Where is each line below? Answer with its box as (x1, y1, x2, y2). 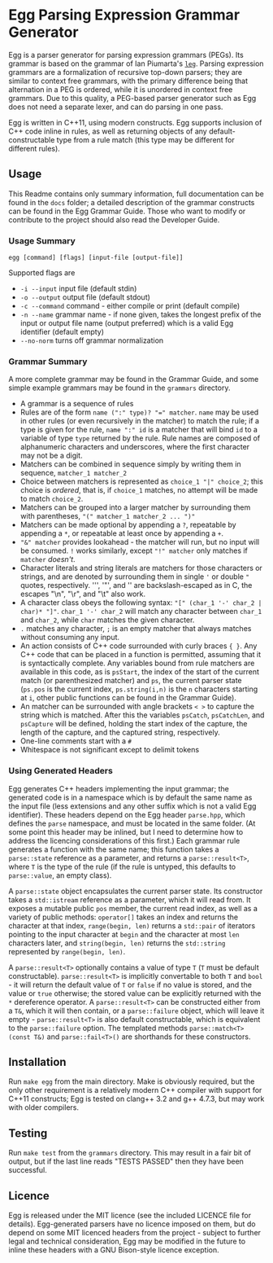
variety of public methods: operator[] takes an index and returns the (8, 912, 238, 922)
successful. (8, 1165, 47, 1175)
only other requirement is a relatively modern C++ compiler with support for (8, 1085, 262, 1095)
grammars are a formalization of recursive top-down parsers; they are (8, 67, 243, 77)
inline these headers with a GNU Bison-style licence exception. (8, 1245, 219, 1255)
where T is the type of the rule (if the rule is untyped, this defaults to (8, 862, 236, 871)
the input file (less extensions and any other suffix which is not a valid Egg (8, 800, 257, 811)
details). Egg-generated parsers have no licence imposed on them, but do (8, 1219, 256, 1229)
